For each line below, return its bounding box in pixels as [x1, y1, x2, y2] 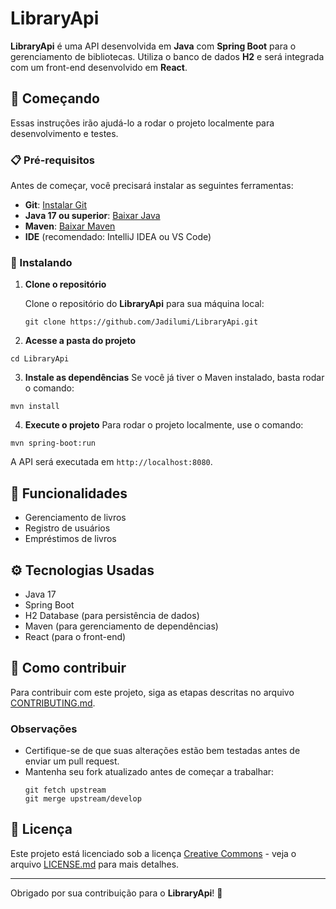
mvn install [10, 402, 60, 412]
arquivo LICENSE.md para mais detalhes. [10, 858, 180, 870]
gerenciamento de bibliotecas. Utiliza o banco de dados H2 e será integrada [10, 50, 325, 62]
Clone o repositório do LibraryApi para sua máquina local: [24, 298, 265, 310]
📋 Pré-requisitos [10, 153, 95, 167]
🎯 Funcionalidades [10, 485, 128, 502]
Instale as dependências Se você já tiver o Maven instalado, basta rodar [24, 372, 325, 384]
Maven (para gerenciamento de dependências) [24, 620, 219, 632]
